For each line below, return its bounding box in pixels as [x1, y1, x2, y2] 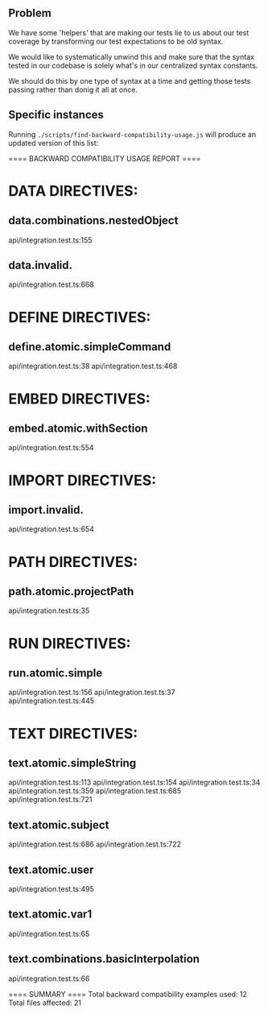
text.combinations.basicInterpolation [8, 952, 200, 966]
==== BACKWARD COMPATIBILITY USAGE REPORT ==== [8, 153, 201, 163]
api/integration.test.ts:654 [8, 524, 95, 534]
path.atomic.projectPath [8, 585, 134, 598]
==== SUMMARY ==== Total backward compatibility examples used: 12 [8, 989, 248, 999]
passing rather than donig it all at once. [8, 85, 138, 94]
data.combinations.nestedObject [8, 213, 179, 228]
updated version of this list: [8, 138, 99, 147]
